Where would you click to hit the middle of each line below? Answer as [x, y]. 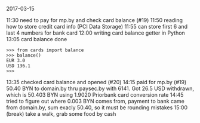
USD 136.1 [19, 66]
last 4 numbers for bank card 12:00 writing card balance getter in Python [96, 33]
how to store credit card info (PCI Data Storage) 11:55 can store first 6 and [97, 27]
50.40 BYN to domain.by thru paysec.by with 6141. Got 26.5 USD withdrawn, [100, 88]
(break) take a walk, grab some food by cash [61, 114]
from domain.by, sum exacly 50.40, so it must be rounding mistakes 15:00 [97, 107]
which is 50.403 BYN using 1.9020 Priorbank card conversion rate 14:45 [95, 95]
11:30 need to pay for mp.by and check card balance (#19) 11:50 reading [95, 20]
